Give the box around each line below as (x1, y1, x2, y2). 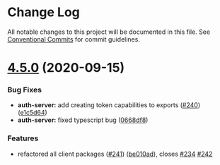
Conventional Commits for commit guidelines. (7, 35, 140, 43)
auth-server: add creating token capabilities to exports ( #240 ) (17, 101, 200, 109)
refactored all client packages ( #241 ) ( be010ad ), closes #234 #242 (17, 149, 213, 158)
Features (7, 133, 39, 143)
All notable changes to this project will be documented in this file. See (7, 28, 211, 36)
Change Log (7, 4, 80, 20)
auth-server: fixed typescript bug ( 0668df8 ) (17, 116, 149, 124)
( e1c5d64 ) (17, 109, 47, 117)
